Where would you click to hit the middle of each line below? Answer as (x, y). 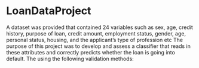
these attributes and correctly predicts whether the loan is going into (91, 52)
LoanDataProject (49, 11)
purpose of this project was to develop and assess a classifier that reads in (99, 46)
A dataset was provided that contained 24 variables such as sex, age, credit (99, 27)
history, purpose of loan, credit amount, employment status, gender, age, (96, 33)
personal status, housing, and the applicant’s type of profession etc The (95, 40)
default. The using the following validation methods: (70, 59)
